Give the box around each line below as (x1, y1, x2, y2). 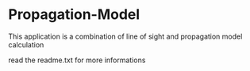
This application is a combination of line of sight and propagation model (8, 32, 243, 41)
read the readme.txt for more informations (8, 55, 146, 65)
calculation (8, 39, 44, 49)
